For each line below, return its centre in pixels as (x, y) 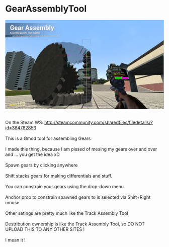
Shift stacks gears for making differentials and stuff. (59, 176)
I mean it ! (16, 240)
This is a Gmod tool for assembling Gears (48, 138)
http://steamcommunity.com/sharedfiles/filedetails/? (99, 122)
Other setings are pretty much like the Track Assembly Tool (67, 213)
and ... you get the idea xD (32, 154)
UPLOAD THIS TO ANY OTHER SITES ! (45, 229)
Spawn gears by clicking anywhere (41, 165)
